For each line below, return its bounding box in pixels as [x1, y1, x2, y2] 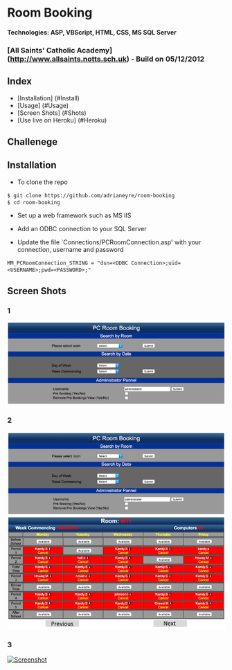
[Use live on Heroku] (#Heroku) [17, 116, 107, 124]
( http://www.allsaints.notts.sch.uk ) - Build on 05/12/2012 [7, 54, 205, 64]
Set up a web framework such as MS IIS [17, 211, 132, 219]
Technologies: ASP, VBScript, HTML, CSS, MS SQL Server [7, 28, 177, 36]
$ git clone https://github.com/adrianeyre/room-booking [7, 192, 175, 199]
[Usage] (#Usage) [17, 101, 69, 109]
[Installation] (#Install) [17, 93, 80, 102]
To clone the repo [17, 178, 68, 186]
